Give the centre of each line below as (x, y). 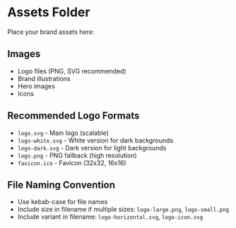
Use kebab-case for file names (63, 202)
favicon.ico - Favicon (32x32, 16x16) (72, 162)
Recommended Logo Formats (73, 116)
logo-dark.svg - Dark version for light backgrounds (92, 148)
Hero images (36, 86)
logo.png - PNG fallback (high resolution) (77, 155)
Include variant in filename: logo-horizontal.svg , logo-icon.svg (110, 217)
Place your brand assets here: (51, 32)
